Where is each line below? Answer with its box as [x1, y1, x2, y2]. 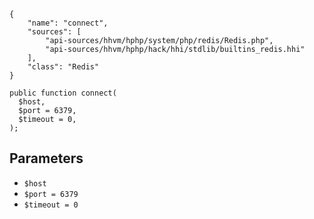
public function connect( [9, 88, 117, 98]
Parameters [9, 150, 84, 167]
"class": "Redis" [27, 62, 100, 72]
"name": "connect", [27, 18, 109, 28]
